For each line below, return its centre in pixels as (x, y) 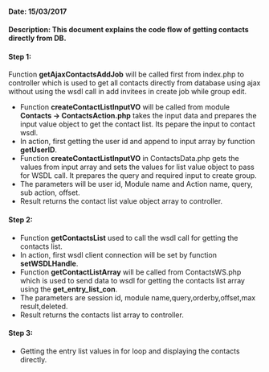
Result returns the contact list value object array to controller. (121, 201)
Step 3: (21, 333)
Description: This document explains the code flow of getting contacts (128, 30)
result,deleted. (44, 306)
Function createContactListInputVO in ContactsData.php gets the (129, 159)
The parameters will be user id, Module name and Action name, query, (136, 184)
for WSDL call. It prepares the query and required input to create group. (138, 176)
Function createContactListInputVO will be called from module (125, 107)
